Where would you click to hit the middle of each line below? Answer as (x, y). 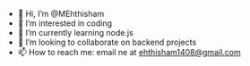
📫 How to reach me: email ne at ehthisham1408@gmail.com (129, 52)
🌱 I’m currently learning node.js (76, 33)
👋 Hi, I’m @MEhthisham (61, 14)
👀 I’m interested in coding (65, 23)
